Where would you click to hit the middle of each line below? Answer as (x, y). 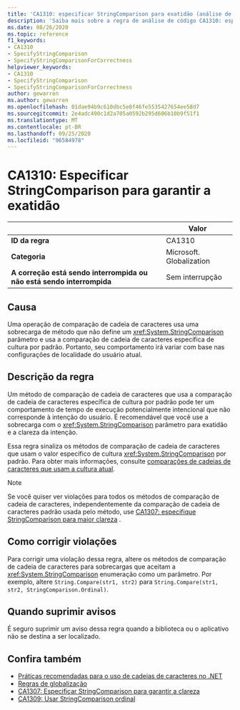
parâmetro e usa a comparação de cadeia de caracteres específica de (111, 339)
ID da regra (30, 241)
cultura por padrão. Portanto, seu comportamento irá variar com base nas (116, 347)
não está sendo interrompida (61, 281)
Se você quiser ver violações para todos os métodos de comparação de (114, 496)
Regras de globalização (52, 684)
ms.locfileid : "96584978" (46, 140)
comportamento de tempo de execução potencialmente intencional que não (119, 409)
